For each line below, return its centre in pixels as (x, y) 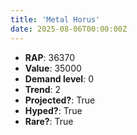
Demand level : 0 (59, 78)
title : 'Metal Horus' (55, 19)
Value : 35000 (53, 68)
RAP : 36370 (49, 57)
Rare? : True (49, 121)
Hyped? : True (53, 110)
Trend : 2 (43, 89)
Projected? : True (60, 100)
